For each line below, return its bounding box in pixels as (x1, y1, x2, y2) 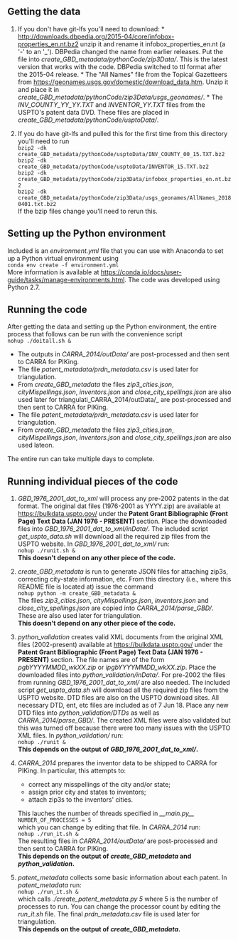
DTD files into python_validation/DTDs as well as (17, 708, 160, 717)
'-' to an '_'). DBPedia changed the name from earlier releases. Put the (17, 47, 224, 56)
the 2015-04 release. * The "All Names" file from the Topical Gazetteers (17, 70, 227, 78)
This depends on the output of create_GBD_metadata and (17, 852, 192, 861)
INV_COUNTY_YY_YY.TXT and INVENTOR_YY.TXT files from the (17, 100, 205, 109)
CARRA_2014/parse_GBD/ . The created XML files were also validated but (17, 716, 231, 725)
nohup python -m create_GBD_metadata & (17, 590, 136, 597)
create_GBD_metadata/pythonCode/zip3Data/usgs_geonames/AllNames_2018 (17, 194, 232, 202)
